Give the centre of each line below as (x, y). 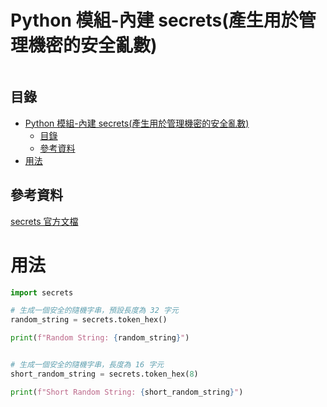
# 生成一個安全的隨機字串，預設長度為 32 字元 (94, 311)
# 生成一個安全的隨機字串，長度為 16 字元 (87, 365)
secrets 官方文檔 (44, 221)
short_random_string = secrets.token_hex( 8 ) (104, 374)
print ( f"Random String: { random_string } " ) (100, 338)
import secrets (42, 292)
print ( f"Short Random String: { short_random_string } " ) (127, 392)
